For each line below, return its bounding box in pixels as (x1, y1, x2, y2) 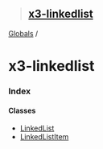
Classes (8, 106, 36, 115)
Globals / (8, 28, 39, 38)
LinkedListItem (19, 132, 69, 142)
